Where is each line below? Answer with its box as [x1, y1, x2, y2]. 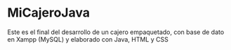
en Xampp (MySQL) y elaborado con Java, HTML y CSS [7, 35, 169, 43]
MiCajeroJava [7, 5, 90, 21]
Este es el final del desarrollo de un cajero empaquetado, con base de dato [7, 28, 225, 36]
